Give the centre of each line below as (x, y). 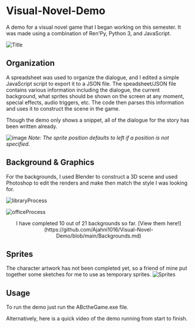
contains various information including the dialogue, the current (83, 90)
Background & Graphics (51, 163)
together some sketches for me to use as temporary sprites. (79, 275)
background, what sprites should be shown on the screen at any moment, (95, 96)
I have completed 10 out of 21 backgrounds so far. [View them (91, 223)
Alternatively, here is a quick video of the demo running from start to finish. (97, 319)
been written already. (32, 126)
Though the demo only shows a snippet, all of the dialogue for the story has (98, 120)
